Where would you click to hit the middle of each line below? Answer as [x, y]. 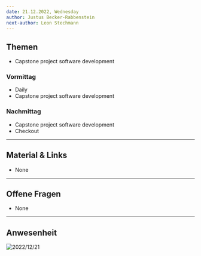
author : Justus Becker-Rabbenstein [51, 17]
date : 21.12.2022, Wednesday [42, 12]
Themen [22, 47]
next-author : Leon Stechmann [42, 23]
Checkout [27, 131]
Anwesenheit [32, 232]
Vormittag [21, 77]
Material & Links [37, 155]
